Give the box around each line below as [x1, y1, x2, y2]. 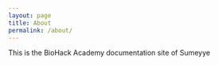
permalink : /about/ [8, 26, 73, 34]
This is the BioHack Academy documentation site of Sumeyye [8, 48, 211, 58]
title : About [8, 19, 52, 27]
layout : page [8, 11, 52, 20]
